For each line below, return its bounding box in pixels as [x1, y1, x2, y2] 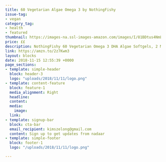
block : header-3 [9, 72, 43, 77]
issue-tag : [5, 12, 28, 17]
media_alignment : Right [9, 90, 58, 95]
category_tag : [5, 21, 35, 26]
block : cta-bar [9, 122, 41, 127]
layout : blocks [5, 53, 37, 58]
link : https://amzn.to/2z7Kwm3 [5, 48, 70, 53]
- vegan [5, 16, 21, 21]
